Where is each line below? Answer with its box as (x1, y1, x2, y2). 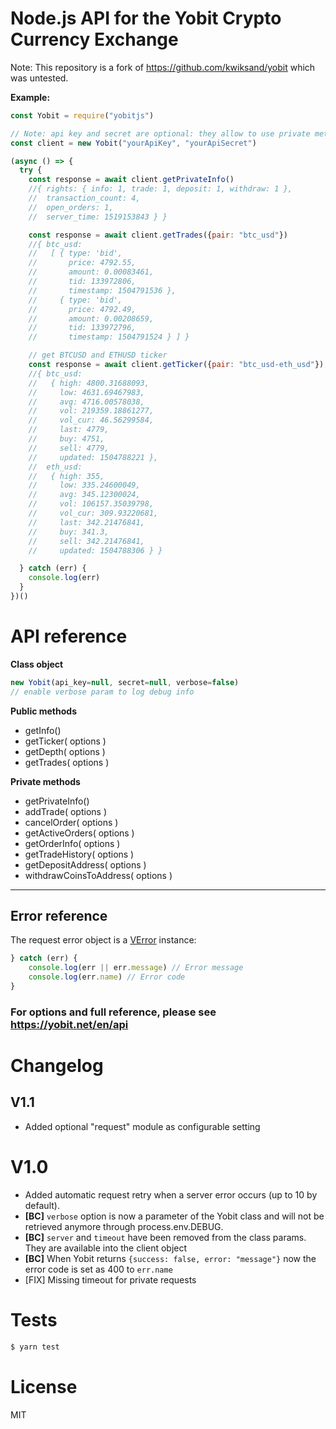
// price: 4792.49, (28, 304, 137, 314)
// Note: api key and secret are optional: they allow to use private (10, 128, 311, 139)
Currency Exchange (10, 28, 179, 51)
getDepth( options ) (24, 745, 106, 757)
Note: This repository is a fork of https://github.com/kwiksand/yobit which (10, 61, 316, 73)
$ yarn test (10, 1342, 60, 1352)
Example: (10, 91, 51, 103)
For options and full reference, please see (10, 1005, 217, 1019)
